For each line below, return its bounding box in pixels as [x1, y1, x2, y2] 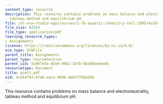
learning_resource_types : [5, 35, 57, 39]
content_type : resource [5, 7, 53, 12]
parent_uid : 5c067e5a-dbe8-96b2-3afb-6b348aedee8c [5, 61, 110, 66]
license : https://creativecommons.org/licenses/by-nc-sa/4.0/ [5, 43, 133, 48]
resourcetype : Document [5, 66, 53, 71]
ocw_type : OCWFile [5, 48, 42, 52]
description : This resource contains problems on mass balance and [5, 12, 145, 17]
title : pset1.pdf [5, 70, 40, 75]
